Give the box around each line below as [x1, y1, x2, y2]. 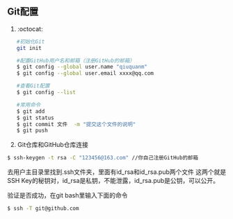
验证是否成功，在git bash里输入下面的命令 [7, 191, 128, 200]
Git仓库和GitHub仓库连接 [17, 141, 88, 149]
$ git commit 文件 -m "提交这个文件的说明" [16, 121, 136, 128]
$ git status [16, 114, 54, 121]
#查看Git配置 [16, 82, 50, 89]
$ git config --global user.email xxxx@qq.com [16, 70, 154, 77]
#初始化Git [16, 38, 45, 45]
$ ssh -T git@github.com [7, 205, 79, 212]
